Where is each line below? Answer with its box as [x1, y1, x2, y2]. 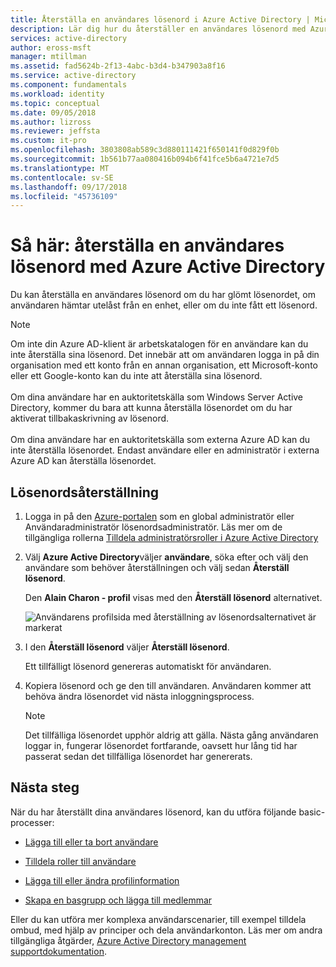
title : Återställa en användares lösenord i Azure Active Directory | [10, 14, 311, 25]
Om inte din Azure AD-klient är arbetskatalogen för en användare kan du [10, 338, 309, 350]
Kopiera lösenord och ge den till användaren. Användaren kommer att [24, 680, 312, 691]
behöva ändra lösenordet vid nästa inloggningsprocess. [24, 691, 255, 702]
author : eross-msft [10, 42, 92, 53]
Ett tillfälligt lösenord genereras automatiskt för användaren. [24, 661, 272, 672]
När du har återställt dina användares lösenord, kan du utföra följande [10, 806, 297, 818]
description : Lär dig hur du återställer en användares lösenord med [10, 24, 307, 34]
